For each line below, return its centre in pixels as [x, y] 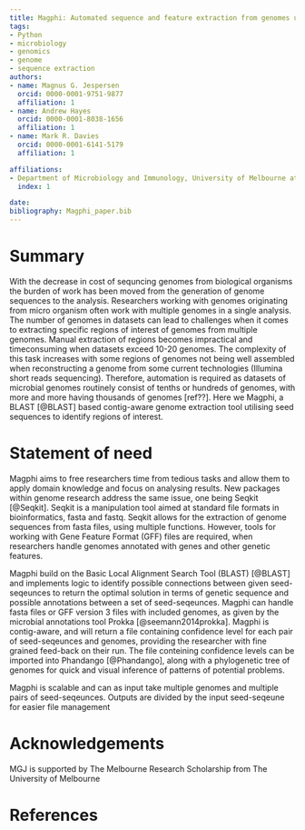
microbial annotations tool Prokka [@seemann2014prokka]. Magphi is [139, 621]
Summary [47, 256]
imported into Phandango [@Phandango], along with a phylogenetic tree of [150, 660]
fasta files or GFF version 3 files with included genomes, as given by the [144, 612]
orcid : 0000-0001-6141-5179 [71, 145]
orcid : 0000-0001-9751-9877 [71, 94]
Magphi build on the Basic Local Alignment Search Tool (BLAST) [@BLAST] [150, 573]
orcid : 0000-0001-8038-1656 [71, 119]
